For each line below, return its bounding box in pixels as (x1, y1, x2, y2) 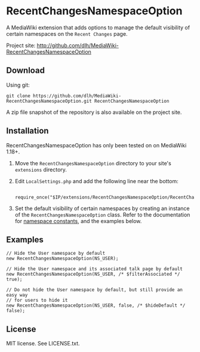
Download (6, 66, 45, 76)
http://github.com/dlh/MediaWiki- (36, 42, 119, 49)
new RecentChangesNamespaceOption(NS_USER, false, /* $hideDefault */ (6, 302, 186, 308)
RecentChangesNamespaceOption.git (6, 98, 93, 104)
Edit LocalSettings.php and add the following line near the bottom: (14, 177, 179, 184)
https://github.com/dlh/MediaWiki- (32, 92, 121, 99)
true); (6, 276, 23, 283)
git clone (6, 92, 31, 99)
